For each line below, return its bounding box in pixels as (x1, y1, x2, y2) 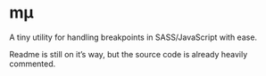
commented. (9, 58, 56, 69)
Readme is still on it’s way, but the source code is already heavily (9, 49, 248, 59)
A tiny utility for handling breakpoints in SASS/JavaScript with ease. (9, 32, 257, 42)
